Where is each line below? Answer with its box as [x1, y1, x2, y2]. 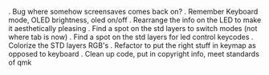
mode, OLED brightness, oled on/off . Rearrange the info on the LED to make [8, 15, 262, 25]
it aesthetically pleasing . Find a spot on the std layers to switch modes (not [8, 24, 258, 33]
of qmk [8, 57, 32, 67]
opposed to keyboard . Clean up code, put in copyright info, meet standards [8, 49, 259, 58]
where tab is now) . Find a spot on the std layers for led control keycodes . [8, 32, 254, 41]
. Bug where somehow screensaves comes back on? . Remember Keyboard [8, 7, 259, 16]
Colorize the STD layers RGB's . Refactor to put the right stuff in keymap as [8, 41, 257, 50]
